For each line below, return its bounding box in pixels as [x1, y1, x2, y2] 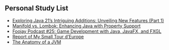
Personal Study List [5, 4, 69, 13]
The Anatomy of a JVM [12, 39, 61, 45]
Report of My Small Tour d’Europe [12, 33, 84, 39]
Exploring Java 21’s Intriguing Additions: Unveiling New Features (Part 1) [12, 17, 164, 23]
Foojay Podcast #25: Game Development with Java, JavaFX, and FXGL [12, 28, 162, 34]
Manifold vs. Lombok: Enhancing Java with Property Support [12, 23, 141, 29]
